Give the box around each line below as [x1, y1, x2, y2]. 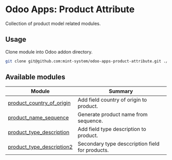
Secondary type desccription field [77, 140, 160, 147]
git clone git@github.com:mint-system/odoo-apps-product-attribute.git [5, 59, 161, 64]
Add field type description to [77, 126, 146, 133]
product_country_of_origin [8, 99, 71, 106]
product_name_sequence [8, 114, 69, 121]
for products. [77, 147, 109, 154]
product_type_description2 [8, 144, 73, 151]
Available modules [5, 73, 66, 82]
